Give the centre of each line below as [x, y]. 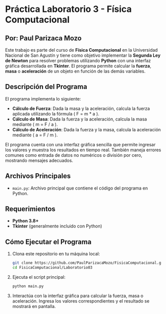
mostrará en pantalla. [34, 306]
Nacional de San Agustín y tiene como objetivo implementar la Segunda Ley [83, 55]
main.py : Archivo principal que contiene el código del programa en [80, 188]
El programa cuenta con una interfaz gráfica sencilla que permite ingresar [81, 144]
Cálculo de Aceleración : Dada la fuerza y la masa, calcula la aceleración [86, 129]
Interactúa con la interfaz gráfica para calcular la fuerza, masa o [78, 296]
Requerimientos [30, 209]
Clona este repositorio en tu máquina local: [56, 254]
